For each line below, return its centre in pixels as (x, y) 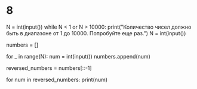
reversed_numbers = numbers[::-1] (49, 68)
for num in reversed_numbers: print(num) (57, 79)
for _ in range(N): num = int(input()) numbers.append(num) (79, 56)
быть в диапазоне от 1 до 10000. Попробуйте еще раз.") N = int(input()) (96, 33)
